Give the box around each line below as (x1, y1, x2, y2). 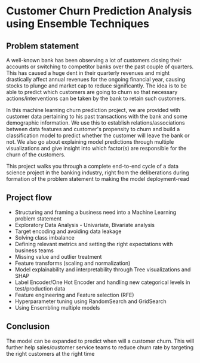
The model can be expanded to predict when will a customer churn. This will (6, 337, 195, 344)
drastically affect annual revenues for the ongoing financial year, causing (6, 76, 186, 83)
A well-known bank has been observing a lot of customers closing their (6, 57, 182, 63)
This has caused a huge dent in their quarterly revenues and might (6, 69, 170, 76)
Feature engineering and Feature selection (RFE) (14, 291, 134, 298)
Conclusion (6, 322, 50, 332)
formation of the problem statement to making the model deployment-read (6, 176, 190, 182)
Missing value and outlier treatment (14, 253, 102, 260)
